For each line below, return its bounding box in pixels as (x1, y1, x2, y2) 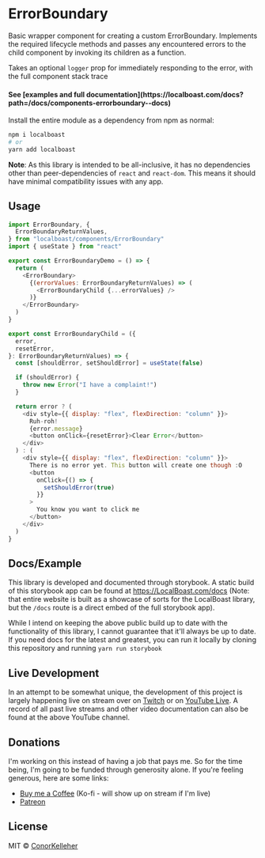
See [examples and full (8, 89, 85, 99)
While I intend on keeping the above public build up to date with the (8, 618, 228, 628)
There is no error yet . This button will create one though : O (28, 461, 243, 469)
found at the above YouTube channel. (8, 712, 131, 722)
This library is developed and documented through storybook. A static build (8, 578, 255, 588)
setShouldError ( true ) (43, 483, 115, 491)
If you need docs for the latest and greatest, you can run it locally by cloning (8, 635, 257, 644)
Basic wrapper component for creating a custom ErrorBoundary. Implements (8, 31, 258, 40)
